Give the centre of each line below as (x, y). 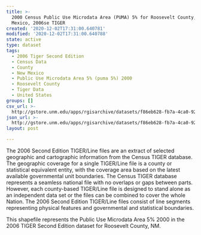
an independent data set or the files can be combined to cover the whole (96, 195)
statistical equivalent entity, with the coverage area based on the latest (93, 170)
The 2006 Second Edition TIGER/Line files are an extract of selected (90, 151)
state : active (24, 39)
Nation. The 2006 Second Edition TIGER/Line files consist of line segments (98, 202)
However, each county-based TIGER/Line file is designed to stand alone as (98, 189)
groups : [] (20, 100)
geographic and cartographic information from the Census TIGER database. (100, 157)
